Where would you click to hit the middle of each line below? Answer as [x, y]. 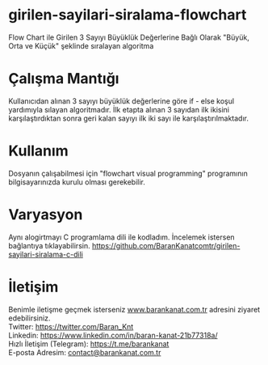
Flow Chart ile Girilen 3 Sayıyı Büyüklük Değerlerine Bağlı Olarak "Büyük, [129, 37]
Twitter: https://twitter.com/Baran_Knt [71, 326]
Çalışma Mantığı [64, 79]
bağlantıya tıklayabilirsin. [49, 245]
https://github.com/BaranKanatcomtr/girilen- [166, 245]
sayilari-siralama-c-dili [46, 254]
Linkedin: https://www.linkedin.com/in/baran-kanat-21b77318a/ [113, 335]
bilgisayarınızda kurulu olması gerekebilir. [77, 182]
